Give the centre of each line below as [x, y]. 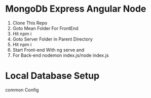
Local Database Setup [52, 76]
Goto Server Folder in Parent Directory [52, 39]
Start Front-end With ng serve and [48, 50]
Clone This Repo [30, 23]
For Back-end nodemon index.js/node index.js [61, 55]
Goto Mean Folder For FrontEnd [45, 28]
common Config [22, 90]
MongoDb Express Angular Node [76, 9]
